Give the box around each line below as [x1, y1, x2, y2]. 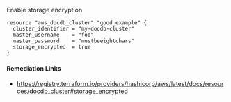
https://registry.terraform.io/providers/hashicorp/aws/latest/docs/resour [16, 80, 224, 88]
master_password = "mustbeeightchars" [13, 37, 135, 44]
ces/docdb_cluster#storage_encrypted [16, 87, 128, 96]
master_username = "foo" [13, 31, 95, 38]
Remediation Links [6, 64, 62, 72]
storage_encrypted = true [13, 44, 91, 51]
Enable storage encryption [6, 6, 83, 14]
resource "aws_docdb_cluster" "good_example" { [6, 19, 148, 26]
